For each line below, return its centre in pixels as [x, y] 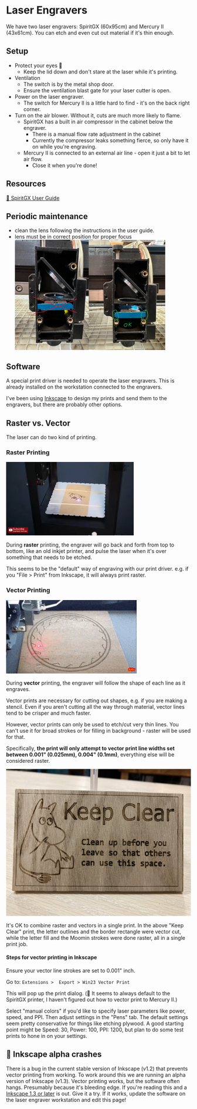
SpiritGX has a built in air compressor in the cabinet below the [98, 122]
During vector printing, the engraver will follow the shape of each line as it [96, 683]
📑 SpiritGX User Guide [33, 198]
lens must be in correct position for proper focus [73, 237]
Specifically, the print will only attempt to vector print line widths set [90, 748]
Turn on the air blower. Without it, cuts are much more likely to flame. [98, 115]
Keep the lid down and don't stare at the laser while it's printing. [100, 72]
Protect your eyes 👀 [38, 65]
